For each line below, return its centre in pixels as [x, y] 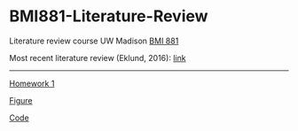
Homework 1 [32, 83]
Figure [21, 100]
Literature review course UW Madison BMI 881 [94, 41]
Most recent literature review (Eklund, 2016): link [98, 58]
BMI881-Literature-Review [109, 16]
